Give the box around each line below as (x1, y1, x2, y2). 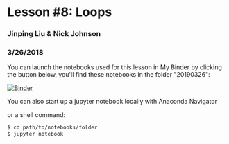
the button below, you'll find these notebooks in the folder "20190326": (7, 71, 210, 79)
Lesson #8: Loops (7, 4, 112, 20)
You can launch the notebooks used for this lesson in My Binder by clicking (7, 63, 222, 71)
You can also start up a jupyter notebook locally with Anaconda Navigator (7, 98, 217, 106)
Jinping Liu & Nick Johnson (7, 29, 101, 39)
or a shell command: (7, 111, 66, 119)
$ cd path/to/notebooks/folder (7, 124, 98, 132)
